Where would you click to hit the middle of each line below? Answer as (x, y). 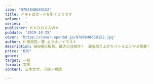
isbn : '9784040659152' (28, 10)
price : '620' (19, 51)
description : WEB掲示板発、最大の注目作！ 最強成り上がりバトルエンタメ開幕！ (78, 46)
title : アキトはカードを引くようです (39, 14)
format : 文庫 (18, 65)
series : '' (16, 23)
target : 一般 (18, 60)
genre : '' (15, 56)
